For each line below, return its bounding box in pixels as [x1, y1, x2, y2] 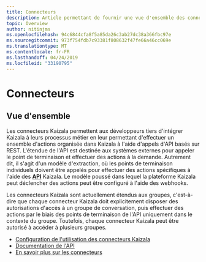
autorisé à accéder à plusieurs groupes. [6, 223, 107, 231]
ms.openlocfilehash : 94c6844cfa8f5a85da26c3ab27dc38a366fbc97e [6, 32, 172, 38]
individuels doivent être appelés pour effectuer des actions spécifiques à [6, 166, 191, 173]
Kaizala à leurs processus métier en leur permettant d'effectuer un [6, 133, 174, 141]
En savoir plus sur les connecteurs [15, 249, 103, 256]
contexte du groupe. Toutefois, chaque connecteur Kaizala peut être [6, 217, 179, 224]
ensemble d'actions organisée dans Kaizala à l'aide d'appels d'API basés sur [6, 140, 200, 148]
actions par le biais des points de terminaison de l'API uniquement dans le [6, 211, 193, 218]
